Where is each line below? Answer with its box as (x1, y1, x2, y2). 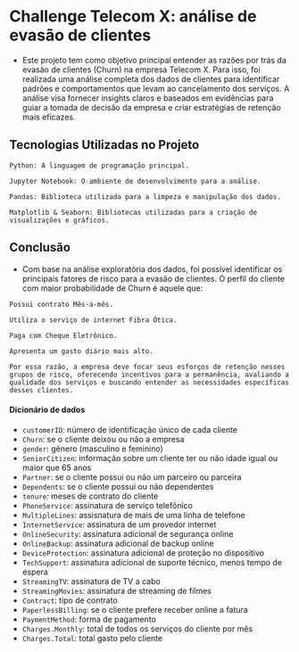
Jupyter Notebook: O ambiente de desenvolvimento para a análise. (9, 177, 262, 186)
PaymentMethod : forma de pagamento (21, 614, 156, 624)
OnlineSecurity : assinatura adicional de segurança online (21, 528, 234, 539)
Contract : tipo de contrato (21, 595, 118, 606)
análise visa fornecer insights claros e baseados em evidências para (21, 92, 274, 103)
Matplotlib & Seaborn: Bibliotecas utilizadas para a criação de (9, 208, 257, 217)
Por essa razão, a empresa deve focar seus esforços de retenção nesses (9, 362, 286, 371)
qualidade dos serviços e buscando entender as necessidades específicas (9, 377, 290, 387)
